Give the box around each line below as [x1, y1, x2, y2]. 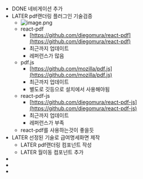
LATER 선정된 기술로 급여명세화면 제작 [11, 134, 100, 141]
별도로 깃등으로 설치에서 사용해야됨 [29, 86, 110, 92]
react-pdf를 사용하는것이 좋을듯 [20, 127, 94, 134]
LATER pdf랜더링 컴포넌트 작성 [20, 141, 92, 148]
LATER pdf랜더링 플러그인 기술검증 [11, 12, 93, 19]
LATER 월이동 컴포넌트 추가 [20, 149, 84, 155]
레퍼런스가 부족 [29, 120, 65, 126]
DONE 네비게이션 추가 [11, 5, 63, 12]
